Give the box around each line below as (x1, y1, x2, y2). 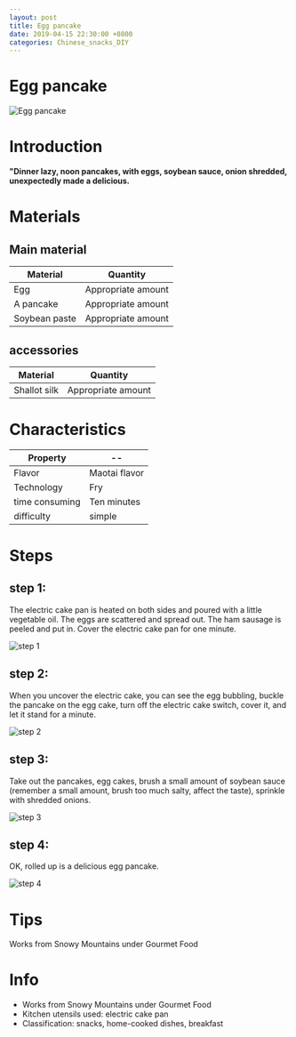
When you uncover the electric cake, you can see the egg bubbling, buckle (9, 690, 284, 701)
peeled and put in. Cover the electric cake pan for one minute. (9, 623, 237, 634)
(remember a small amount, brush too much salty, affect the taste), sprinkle (9, 784, 285, 796)
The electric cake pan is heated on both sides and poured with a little (9, 604, 262, 615)
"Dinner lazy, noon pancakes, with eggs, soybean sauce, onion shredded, (9, 166, 287, 177)
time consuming (13, 495, 81, 508)
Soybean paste (13, 312, 77, 325)
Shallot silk (13, 383, 60, 396)
